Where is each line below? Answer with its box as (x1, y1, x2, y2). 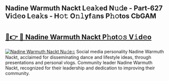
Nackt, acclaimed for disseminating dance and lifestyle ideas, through (5, 54, 151, 60)
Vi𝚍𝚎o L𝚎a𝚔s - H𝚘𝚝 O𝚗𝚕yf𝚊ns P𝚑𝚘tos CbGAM (5, 12, 156, 21)
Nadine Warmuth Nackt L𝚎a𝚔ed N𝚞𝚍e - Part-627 (5, 4, 163, 13)
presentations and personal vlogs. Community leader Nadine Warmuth (5, 60, 153, 65)
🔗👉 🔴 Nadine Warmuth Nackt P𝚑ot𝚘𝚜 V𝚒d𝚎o (5, 33, 152, 41)
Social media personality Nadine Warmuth (76, 49, 164, 54)
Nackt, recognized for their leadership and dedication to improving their (5, 65, 155, 71)
